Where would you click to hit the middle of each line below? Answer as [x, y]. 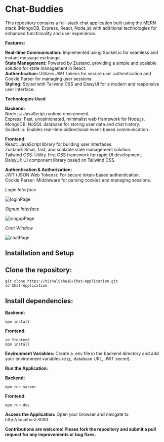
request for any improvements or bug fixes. [51, 434]
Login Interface [21, 189]
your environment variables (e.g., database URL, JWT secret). [68, 358]
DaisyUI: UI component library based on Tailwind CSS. [61, 160]
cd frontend [17, 340]
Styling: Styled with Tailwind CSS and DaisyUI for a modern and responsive [82, 84]
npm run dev [17, 405]
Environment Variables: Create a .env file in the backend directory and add [82, 353]
